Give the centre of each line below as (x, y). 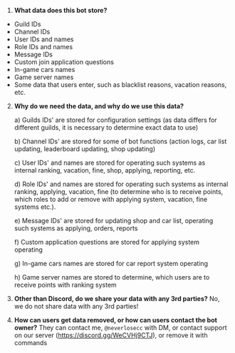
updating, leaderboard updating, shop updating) (85, 149)
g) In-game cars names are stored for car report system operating (111, 264)
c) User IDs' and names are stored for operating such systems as (110, 163)
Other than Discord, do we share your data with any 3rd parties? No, (117, 298)
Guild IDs (27, 24)
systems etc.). (35, 207)
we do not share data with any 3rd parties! (76, 306)
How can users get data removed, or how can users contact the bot (115, 320)
